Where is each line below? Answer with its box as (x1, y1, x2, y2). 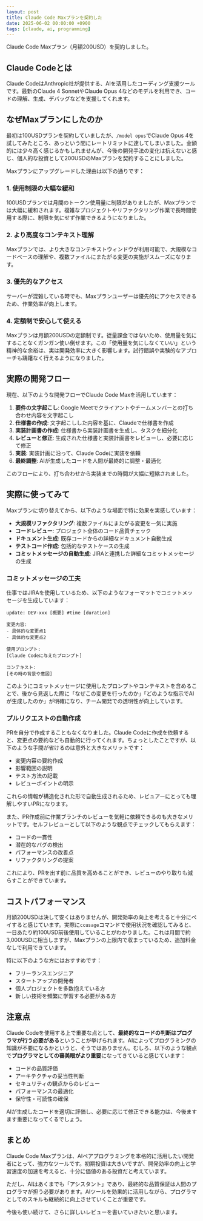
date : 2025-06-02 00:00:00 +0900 (6, 20, 91, 26)
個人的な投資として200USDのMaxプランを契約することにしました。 (16, 154, 187, 161)
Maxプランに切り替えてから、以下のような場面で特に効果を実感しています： (6, 506, 198, 514)
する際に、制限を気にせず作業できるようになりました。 (11, 214, 150, 221)
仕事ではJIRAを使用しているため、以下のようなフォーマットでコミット (6, 589, 182, 596)
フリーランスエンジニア (15, 970, 74, 977)
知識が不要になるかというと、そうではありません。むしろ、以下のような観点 (6, 1044, 198, 1051)
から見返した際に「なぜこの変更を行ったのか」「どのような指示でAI (27, 690, 195, 697)
